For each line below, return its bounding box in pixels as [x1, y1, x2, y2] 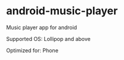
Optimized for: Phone [6, 46, 58, 54]
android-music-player [6, 4, 118, 18]
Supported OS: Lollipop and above [6, 35, 91, 42]
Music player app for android [6, 24, 77, 31]
